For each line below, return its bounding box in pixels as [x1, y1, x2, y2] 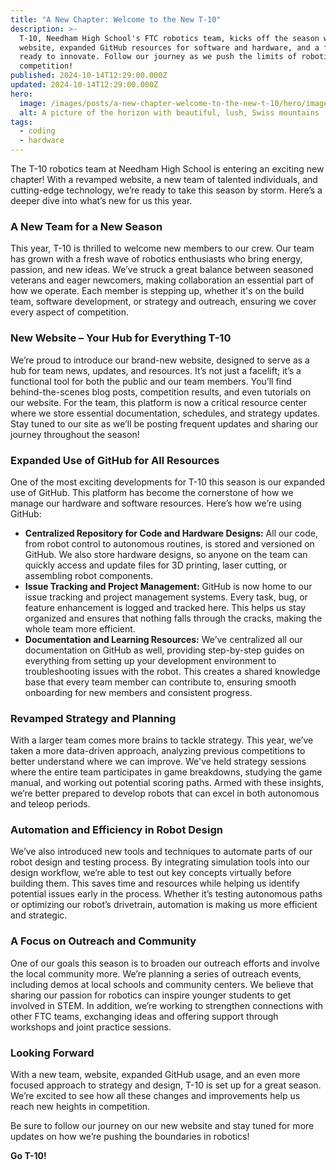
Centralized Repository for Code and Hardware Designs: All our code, [24, 527, 319, 539]
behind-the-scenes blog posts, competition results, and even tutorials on [10, 386, 311, 398]
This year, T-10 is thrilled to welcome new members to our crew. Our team [10, 242, 315, 255]
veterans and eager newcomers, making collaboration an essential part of [10, 274, 315, 286]
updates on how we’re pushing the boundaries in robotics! [10, 1131, 250, 1143]
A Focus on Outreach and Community [10, 934, 197, 948]
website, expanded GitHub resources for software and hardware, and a [19, 42, 320, 53]
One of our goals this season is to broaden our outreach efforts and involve [10, 957, 320, 969]
